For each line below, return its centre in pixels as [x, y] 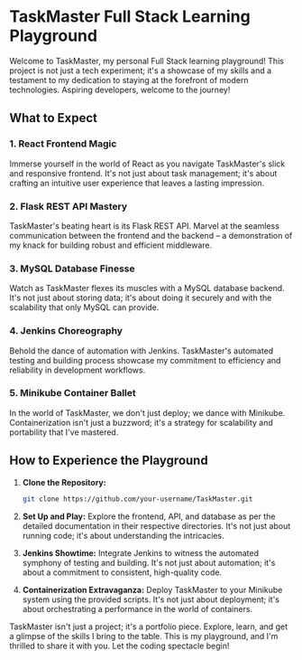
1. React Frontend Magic [63, 144]
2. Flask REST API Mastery [69, 206]
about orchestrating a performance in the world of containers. [137, 608]
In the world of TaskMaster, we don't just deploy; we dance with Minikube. [147, 412]
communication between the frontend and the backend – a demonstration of [151, 235]
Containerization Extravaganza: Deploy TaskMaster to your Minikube [152, 589]
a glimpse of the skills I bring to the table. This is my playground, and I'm [144, 636]
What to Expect [53, 118]
